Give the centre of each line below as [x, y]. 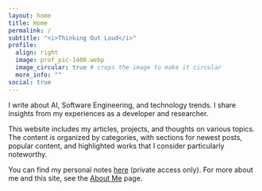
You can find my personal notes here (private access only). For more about [131, 170]
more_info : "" [39, 75]
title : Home [28, 23]
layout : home [30, 16]
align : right [37, 53]
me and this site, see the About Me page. [75, 178]
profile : [23, 45]
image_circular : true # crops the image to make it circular [119, 68]
